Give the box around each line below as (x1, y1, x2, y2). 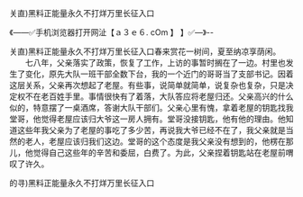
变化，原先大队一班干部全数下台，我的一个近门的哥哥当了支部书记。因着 (24, 68, 294, 79)
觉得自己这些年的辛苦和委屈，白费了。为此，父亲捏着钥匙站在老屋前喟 (32, 148, 294, 157)
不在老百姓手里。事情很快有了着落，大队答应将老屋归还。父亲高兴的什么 (24, 91, 294, 102)
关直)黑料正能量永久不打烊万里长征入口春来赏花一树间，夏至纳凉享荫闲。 (9, 46, 281, 57)
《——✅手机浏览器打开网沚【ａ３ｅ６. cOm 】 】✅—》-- (9, 27, 215, 38)
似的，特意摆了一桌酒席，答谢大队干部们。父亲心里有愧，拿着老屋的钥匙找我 (9, 103, 294, 112)
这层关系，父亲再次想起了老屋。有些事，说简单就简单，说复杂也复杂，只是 (9, 80, 286, 90)
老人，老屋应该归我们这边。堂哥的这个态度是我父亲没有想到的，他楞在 (24, 136, 286, 147)
